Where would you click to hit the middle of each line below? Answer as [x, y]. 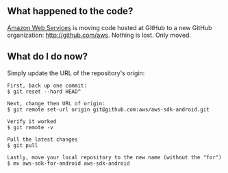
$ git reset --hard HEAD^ [44, 92]
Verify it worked [32, 121]
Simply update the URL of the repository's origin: [76, 73]
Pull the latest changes [42, 139]
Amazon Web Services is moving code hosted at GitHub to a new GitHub [110, 27]
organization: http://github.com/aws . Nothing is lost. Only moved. [99, 35]
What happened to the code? [70, 11]
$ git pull [23, 145]
